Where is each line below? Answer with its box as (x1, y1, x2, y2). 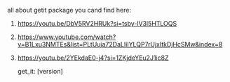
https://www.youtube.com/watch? (17, 33, 116, 41)
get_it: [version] (17, 67, 63, 75)
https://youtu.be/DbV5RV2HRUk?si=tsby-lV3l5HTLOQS (17, 19, 177, 27)
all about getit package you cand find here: (7, 6, 132, 14)
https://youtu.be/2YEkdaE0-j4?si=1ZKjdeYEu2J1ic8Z (17, 54, 169, 62)
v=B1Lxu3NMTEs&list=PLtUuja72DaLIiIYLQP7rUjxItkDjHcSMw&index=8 (17, 40, 223, 48)
